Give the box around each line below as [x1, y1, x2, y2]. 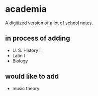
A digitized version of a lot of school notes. [5, 20, 93, 26]
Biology [12, 58, 28, 64]
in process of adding [5, 34, 71, 43]
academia [5, 3, 47, 15]
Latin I [12, 52, 25, 58]
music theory [12, 85, 40, 91]
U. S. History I [12, 47, 41, 53]
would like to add [5, 72, 59, 81]
